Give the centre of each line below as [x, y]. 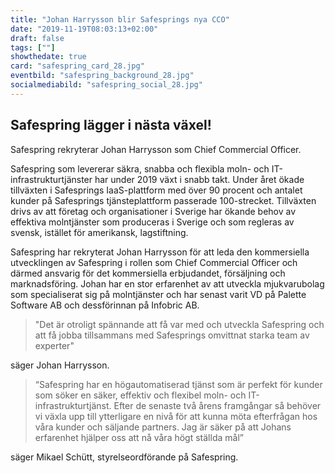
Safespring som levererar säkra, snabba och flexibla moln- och [140, 168]
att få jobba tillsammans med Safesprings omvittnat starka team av [172, 335]
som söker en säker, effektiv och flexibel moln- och [140, 395]
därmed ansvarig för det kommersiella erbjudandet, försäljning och [148, 273]
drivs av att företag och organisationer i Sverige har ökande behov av [153, 211]
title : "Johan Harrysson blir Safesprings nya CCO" [120, 19]
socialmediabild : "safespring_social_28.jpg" [106, 85]
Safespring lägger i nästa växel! [111, 125]
